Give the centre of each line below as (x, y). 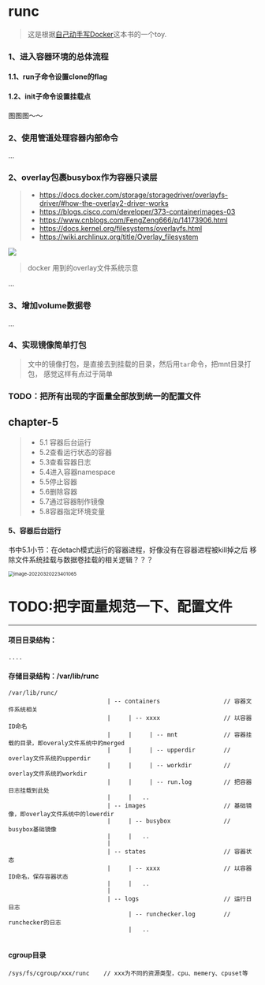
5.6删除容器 (58, 491)
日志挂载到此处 (29, 791)
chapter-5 (34, 422)
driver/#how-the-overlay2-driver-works (104, 203)
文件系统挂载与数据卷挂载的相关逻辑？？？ (84, 559)
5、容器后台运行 (35, 531)
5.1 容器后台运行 (65, 442)
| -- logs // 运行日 (179, 899)
